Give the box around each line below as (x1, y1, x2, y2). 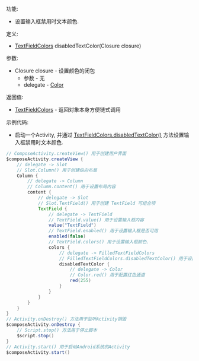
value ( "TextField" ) (48, 222, 97, 229)
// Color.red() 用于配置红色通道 (69, 272, 145, 278)
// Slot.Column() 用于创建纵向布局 (17, 167, 98, 173)
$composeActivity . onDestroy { (6, 322, 81, 328)
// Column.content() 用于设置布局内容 (27, 183, 116, 190)
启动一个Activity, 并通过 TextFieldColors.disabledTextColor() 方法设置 (14, 131, 184, 138)
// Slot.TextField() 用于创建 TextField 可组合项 (37, 200, 156, 206)
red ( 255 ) (69, 278, 92, 284)
